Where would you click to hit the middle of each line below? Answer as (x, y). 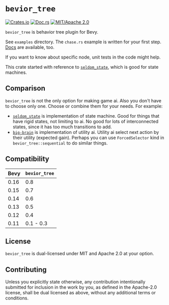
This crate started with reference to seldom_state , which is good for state (82, 67)
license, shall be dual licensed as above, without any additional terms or (81, 293)
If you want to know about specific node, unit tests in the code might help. (83, 57)
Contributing (26, 270)
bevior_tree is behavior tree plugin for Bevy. (52, 32)
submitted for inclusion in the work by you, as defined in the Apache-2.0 (81, 287)
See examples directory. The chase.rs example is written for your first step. (83, 42)
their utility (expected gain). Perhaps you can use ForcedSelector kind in (88, 137)
